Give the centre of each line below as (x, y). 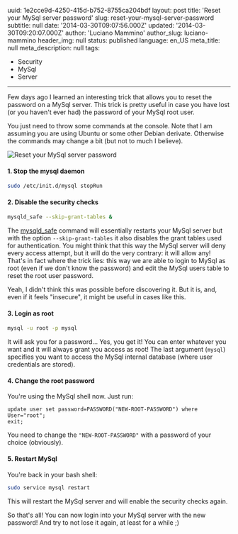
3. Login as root (31, 313)
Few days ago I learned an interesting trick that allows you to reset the (110, 97)
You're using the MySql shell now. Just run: (70, 396)
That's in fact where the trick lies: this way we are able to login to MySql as (117, 261)
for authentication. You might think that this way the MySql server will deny (117, 246)
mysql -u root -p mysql (42, 328)
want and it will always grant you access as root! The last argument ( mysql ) (117, 350)
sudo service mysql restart (49, 488)
